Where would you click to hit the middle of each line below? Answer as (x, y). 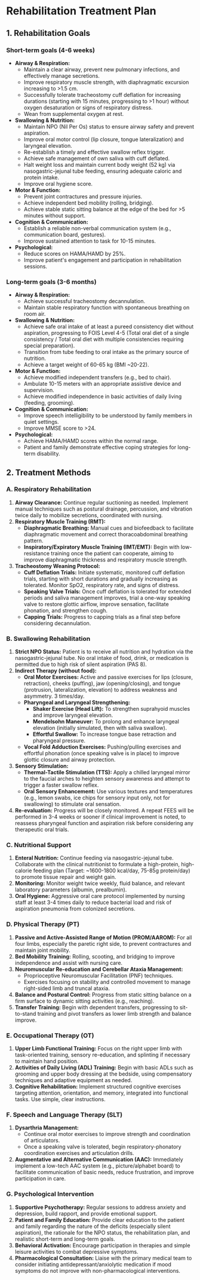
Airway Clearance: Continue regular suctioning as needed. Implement (101, 502)
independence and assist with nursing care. (69, 963)
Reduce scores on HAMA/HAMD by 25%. (75, 253)
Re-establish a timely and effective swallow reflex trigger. (94, 152)
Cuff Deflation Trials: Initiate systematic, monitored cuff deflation (104, 572)
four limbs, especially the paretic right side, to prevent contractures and (103, 943)
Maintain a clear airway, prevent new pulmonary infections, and (102, 69)
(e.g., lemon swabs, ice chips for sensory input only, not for (97, 798)
